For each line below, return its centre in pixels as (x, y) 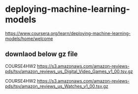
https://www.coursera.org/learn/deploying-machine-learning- (68, 33)
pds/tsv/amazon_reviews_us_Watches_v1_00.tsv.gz (57, 86)
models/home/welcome (29, 39)
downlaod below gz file (41, 54)
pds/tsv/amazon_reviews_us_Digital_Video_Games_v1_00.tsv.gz (69, 71)
